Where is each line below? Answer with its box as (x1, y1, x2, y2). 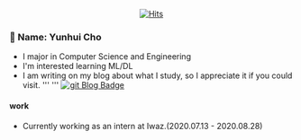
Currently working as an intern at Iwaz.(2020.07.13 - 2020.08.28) (22, 120, 263, 131)
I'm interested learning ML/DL (22, 61, 133, 72)
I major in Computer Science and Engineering (22, 51, 192, 62)
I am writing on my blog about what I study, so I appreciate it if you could (22, 70, 293, 81)
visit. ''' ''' (22, 80, 59, 91)
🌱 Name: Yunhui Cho (9, 31, 102, 43)
